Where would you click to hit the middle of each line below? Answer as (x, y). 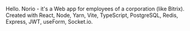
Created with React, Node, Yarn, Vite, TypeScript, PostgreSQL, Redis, (92, 15)
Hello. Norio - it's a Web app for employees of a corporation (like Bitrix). (95, 9)
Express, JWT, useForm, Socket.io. (49, 22)
